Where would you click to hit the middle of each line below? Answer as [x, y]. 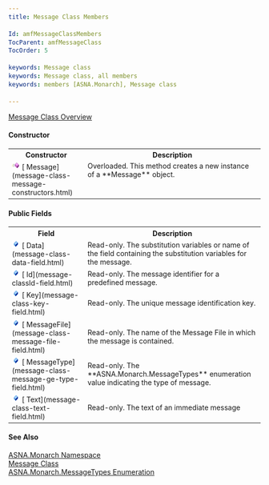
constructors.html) [42, 193]
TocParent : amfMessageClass [55, 42]
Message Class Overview [50, 117]
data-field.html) [38, 262]
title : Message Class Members [59, 17]
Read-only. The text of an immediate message [164, 407]
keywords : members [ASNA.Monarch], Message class [93, 84]
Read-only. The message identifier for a [154, 274]
